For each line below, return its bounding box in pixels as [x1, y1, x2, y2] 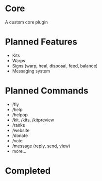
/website [12, 127, 30, 133]
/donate [12, 133, 28, 138]
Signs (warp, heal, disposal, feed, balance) [12, 63, 98, 68]
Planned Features [5, 36, 78, 47]
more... [12, 148, 27, 154]
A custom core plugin [5, 19, 48, 25]
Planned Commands [5, 85, 88, 96]
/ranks [12, 122, 25, 128]
